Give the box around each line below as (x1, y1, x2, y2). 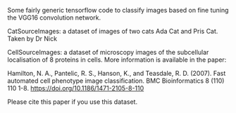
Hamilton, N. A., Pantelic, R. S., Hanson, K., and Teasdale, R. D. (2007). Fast (7, 69, 226, 77)
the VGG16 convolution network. (7, 13, 101, 22)
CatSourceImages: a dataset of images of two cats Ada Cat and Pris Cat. (7, 27, 218, 35)
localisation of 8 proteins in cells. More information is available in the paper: (7, 55, 227, 64)
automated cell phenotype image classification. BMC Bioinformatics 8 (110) (7, 77, 225, 85)
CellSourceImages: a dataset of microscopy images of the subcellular (7, 48, 209, 56)
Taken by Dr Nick (7, 34, 58, 43)
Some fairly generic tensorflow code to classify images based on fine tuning (7, 6, 229, 14)
